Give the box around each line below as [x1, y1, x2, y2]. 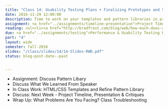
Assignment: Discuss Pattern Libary [12, 76, 86, 82]
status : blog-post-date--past [5, 53, 68, 59]
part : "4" [5, 35, 26, 40]
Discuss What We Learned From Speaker [12, 81, 97, 87]
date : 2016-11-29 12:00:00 [5, 12, 61, 17]
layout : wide [5, 40, 32, 45]
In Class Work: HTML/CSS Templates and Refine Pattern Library [12, 87, 144, 93]
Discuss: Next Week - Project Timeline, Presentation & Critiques [12, 92, 144, 98]
